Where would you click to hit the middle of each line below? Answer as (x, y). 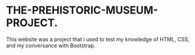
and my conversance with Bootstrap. (51, 46)
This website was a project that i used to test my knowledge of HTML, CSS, (98, 39)
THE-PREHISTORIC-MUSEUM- (82, 10)
